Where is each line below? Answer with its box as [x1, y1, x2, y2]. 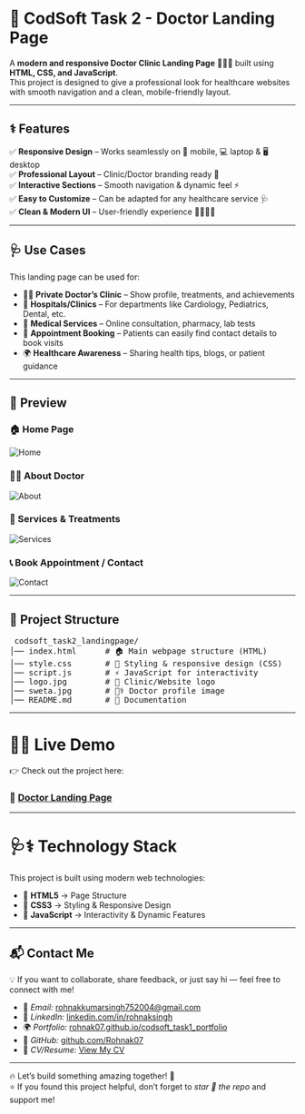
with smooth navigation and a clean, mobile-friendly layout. [9, 86, 231, 97]
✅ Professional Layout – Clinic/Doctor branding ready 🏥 [9, 168, 220, 180]
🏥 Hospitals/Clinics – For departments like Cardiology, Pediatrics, [22, 299, 270, 310]
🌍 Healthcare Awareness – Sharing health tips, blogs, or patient [22, 347, 266, 358]
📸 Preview [9, 395, 67, 410]
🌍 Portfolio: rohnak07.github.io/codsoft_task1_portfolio [22, 1021, 228, 1032]
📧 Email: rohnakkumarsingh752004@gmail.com [22, 1001, 202, 1012]
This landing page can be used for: [9, 271, 141, 282]
